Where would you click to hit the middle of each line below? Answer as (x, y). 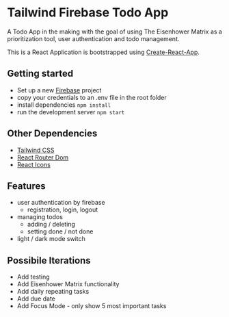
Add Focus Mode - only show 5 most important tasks (92, 306)
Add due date (36, 299)
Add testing (33, 277)
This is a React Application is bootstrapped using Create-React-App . (104, 52)
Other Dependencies (52, 134)
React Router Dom (43, 157)
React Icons (34, 164)
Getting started (40, 74)
